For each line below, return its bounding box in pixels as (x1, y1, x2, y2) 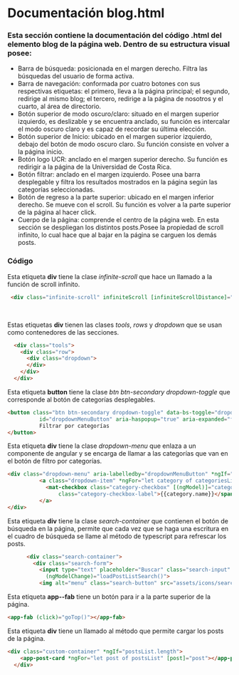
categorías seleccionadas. (17, 185, 95, 194)
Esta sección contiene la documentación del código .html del (7, 31, 222, 41)
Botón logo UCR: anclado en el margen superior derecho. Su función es (17, 155, 228, 164)
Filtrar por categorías (38, 422, 110, 429)
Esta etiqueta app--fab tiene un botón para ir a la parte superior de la (7, 592, 211, 601)
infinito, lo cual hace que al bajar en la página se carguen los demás (17, 231, 217, 239)
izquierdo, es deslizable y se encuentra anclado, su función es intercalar (17, 117, 230, 126)
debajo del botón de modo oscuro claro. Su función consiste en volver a (17, 140, 230, 149)
